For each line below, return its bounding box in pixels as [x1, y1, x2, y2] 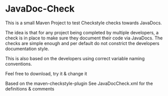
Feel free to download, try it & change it [5, 70, 87, 76]
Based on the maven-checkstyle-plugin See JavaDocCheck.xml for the [5, 80, 153, 86]
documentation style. [5, 45, 49, 52]
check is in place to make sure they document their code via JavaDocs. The [5, 35, 163, 41]
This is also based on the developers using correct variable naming [5, 55, 145, 61]
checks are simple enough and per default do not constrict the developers [5, 40, 160, 46]
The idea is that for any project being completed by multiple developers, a [5, 29, 159, 35]
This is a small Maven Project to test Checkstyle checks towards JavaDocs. [5, 20, 162, 26]
